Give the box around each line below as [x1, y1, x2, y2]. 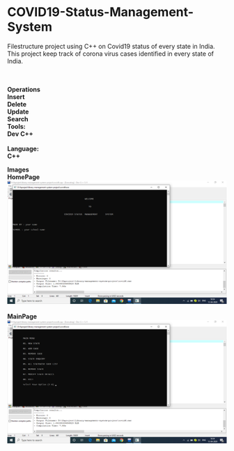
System [7, 19, 53, 35]
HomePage [7, 172, 40, 181]
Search [7, 114, 29, 123]
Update [7, 107, 29, 116]
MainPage [7, 312, 37, 321]
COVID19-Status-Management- [7, 4, 194, 20]
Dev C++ [7, 130, 33, 138]
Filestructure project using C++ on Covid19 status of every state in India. [7, 42, 215, 50]
